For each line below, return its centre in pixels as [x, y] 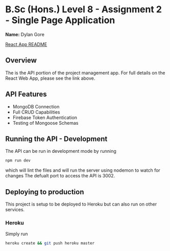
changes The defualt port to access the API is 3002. [60, 176]
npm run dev [18, 161]
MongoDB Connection [36, 106]
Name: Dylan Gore [25, 34]
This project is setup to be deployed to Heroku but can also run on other [81, 204]
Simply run [17, 234]
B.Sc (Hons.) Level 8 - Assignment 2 [84, 9]
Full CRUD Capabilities [36, 112]
